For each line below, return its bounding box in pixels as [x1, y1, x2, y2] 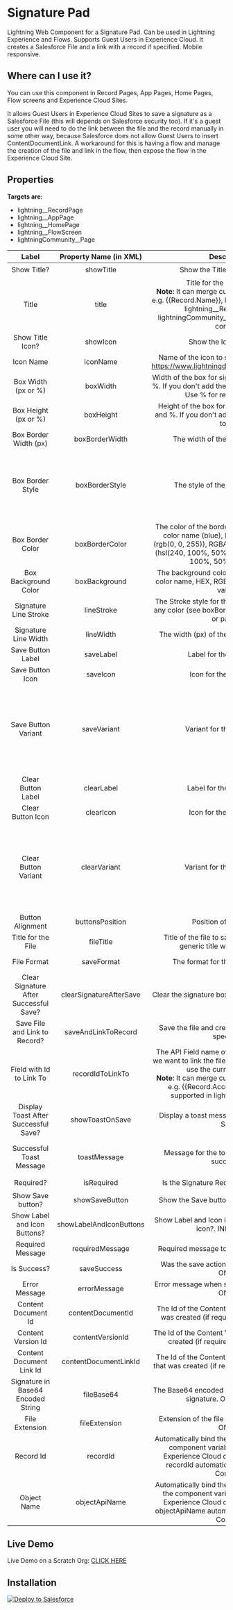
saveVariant [82, 724, 120, 733]
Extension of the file [158, 1413, 224, 1423]
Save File [15, 1018, 46, 1028]
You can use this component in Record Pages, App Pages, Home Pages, [7, 88, 214, 97]
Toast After [12, 1110, 49, 1120]
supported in [170, 1090, 212, 1100]
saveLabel [84, 649, 118, 659]
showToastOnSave [70, 1115, 132, 1124]
